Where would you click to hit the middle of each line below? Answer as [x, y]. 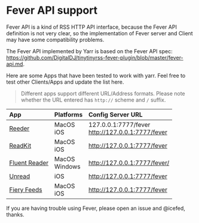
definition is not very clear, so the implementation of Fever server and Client [99, 33]
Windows [67, 166]
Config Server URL [116, 114]
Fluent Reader [29, 163]
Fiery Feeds [26, 190]
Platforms [68, 114]
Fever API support [52, 10]
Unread [20, 176]
